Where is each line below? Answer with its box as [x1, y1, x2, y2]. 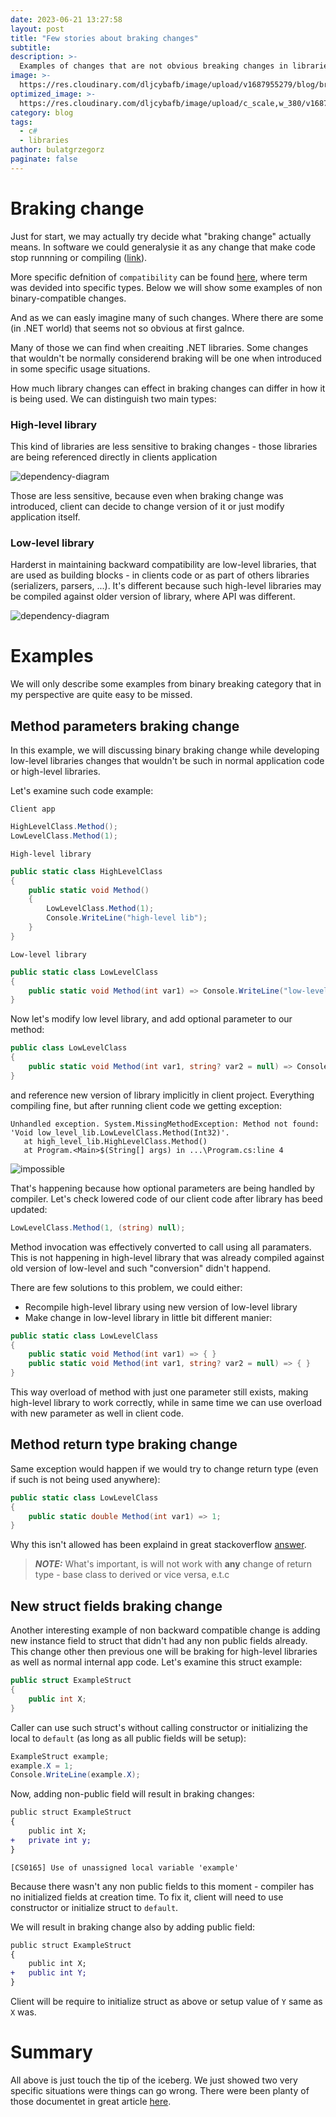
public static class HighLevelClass [10, 866, 163, 876]
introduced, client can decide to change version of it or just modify [10, 500, 285, 512]
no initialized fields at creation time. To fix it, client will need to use [10, 1891, 284, 1903]
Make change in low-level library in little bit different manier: [24, 1311, 273, 1323]
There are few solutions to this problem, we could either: [10, 1281, 243, 1293]
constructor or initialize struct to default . [10, 1901, 179, 1913]
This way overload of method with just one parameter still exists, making [10, 1386, 309, 1398]
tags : [10, 117, 33, 127]
